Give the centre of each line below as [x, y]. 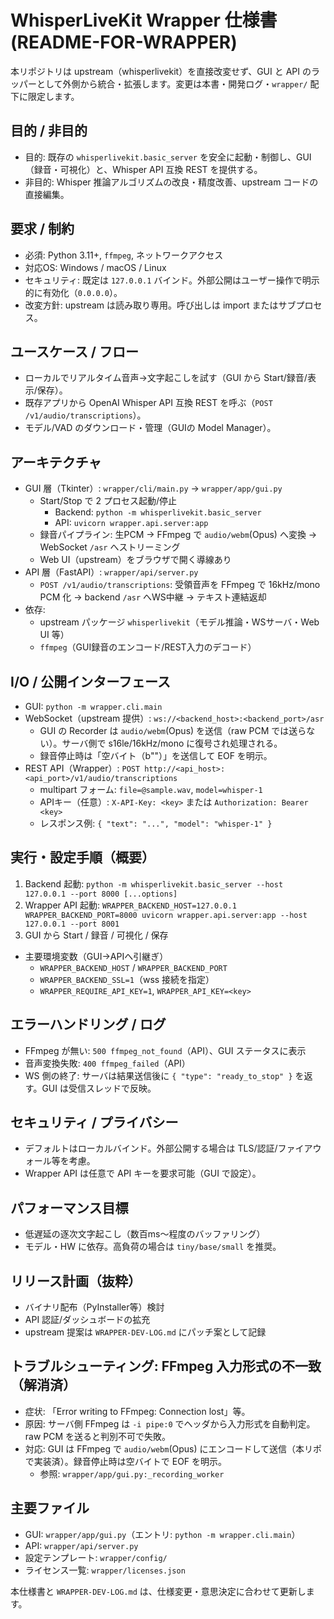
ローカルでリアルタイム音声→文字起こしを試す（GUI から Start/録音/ [166, 378]
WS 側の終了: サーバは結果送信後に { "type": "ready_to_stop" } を [164, 1075]
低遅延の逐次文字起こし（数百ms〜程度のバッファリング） [145, 1234]
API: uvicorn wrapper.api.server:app [131, 523]
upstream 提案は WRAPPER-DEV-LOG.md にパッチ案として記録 [145, 1332]
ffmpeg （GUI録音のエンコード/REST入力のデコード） [148, 647]
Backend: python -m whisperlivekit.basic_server [158, 512]
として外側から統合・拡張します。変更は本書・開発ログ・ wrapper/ [172, 83]
